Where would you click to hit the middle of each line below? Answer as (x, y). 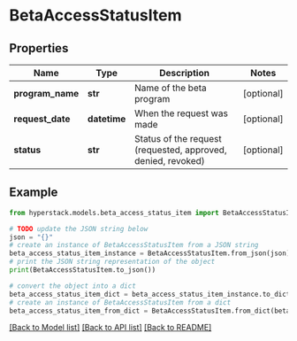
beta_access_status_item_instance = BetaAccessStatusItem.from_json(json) (150, 253)
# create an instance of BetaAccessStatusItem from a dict (120, 302)
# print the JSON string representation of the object (112, 262)
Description (184, 73)
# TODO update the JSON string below (79, 229)
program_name (46, 93)
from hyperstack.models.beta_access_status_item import (114, 213)
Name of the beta (171, 88)
